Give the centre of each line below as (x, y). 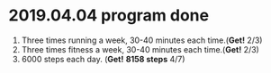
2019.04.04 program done (108, 16)
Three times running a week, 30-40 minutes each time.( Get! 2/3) (142, 40)
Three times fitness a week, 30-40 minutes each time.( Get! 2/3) (140, 49)
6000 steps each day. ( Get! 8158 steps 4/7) (103, 59)
